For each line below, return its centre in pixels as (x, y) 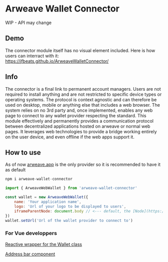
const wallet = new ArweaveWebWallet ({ (47, 197)
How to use (23, 153)
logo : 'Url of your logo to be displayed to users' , (70, 206)
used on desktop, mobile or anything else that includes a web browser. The (82, 105)
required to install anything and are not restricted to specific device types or (83, 94)
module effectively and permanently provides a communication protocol (79, 121)
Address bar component (30, 254)
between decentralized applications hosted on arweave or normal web (78, 126)
